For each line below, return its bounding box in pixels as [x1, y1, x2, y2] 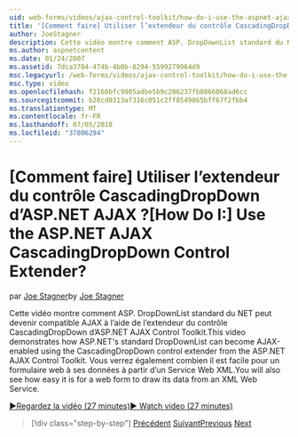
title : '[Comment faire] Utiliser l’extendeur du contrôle [9, 21, 232, 30]
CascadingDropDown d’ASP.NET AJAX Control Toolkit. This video [9, 326, 247, 338]
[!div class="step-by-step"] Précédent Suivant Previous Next [30, 417, 252, 428]
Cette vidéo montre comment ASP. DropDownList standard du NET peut [9, 307, 272, 318]
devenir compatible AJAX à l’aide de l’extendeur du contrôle [9, 317, 228, 328]
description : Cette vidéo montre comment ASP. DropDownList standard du [9, 37, 284, 47]
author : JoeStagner [9, 29, 82, 38]
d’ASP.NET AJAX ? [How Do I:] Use [9, 205, 266, 225]
